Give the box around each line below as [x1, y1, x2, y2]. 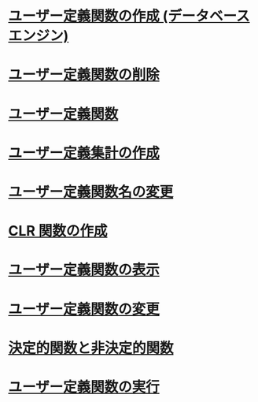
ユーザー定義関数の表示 [8, 261, 160, 279]
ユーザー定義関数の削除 [8, 66, 160, 84]
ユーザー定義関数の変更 [8, 300, 160, 318]
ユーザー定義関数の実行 [8, 378, 160, 396]
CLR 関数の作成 [8, 222, 108, 240]
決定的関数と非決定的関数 [8, 339, 175, 357]
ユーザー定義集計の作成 [8, 143, 160, 162]
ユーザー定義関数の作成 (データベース [8, 7, 250, 25]
